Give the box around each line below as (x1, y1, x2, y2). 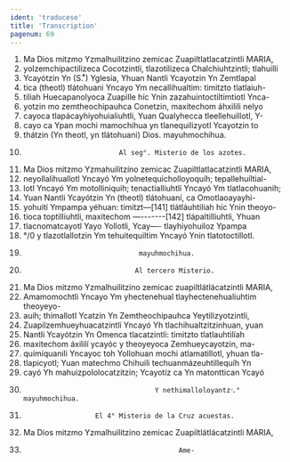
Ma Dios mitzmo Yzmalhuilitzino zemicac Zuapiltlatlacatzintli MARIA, (22, 54, 274, 65)
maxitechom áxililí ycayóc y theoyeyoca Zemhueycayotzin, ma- (22, 339, 256, 350)
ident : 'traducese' (10, 12, 83, 22)
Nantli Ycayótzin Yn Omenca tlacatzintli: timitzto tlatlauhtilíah (22, 329, 246, 340)
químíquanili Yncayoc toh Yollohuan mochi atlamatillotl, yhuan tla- (22, 348, 264, 359)
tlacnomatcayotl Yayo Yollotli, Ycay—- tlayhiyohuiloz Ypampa (22, 221, 247, 231)
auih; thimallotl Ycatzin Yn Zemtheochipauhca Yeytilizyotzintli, (22, 311, 250, 321)
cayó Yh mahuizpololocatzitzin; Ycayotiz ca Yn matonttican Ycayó (22, 367, 265, 378)
